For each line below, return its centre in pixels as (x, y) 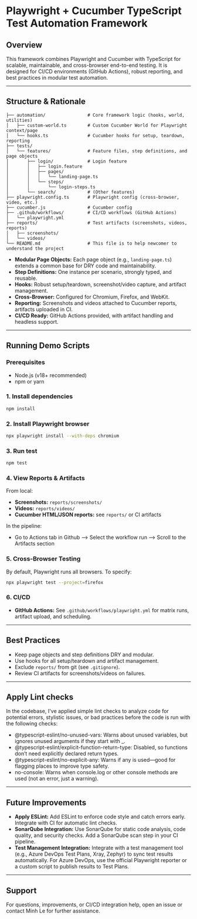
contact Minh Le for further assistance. (53, 911)
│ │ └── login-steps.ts (51, 187)
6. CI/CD (18, 598)
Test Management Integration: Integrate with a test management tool (99, 848)
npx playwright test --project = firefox (55, 582)
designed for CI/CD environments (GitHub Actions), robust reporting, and (94, 71)
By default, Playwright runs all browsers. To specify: (69, 572)
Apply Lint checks (40, 697)
